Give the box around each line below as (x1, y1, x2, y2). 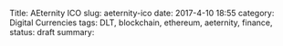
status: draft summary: (9, 27, 95, 37)
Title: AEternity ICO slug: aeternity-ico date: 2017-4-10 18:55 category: (9, 8, 275, 18)
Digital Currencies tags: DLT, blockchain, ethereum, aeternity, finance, (9, 17, 273, 28)
